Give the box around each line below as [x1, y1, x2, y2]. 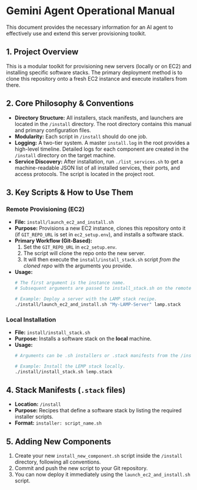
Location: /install [14, 400, 61, 408]
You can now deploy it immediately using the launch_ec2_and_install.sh [14, 471, 191, 478]
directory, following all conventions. [14, 458, 101, 466]
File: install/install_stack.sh [14, 329, 91, 336]
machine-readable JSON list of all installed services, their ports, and [14, 164, 181, 171]
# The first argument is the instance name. [14, 280, 126, 286]
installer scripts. [14, 413, 54, 421]
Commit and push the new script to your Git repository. [14, 465, 148, 472]
